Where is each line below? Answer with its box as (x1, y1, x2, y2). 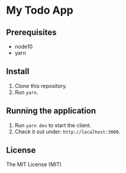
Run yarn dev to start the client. (14, 121, 92, 128)
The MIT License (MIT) (6, 161, 62, 168)
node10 (14, 43, 33, 50)
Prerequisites (6, 27, 57, 37)
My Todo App (6, 4, 74, 17)
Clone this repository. (14, 82, 67, 89)
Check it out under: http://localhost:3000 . (14, 128, 121, 135)
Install (6, 67, 30, 77)
